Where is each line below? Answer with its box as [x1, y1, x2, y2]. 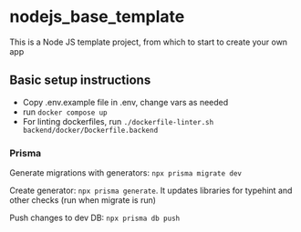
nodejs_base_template [9, 6, 185, 27]
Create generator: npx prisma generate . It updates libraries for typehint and [9, 185, 293, 197]
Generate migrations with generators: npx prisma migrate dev [9, 167, 242, 178]
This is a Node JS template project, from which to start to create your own [9, 36, 288, 47]
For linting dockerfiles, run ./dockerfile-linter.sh [22, 116, 214, 126]
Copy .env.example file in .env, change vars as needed [22, 96, 229, 107]
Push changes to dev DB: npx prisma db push [9, 212, 181, 224]
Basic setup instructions [9, 73, 151, 88]
